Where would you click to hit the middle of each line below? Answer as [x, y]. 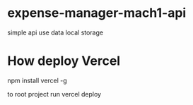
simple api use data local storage [55, 32]
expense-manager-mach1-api [97, 13]
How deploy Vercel [64, 61]
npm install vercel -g [37, 80]
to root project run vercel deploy [54, 94]
